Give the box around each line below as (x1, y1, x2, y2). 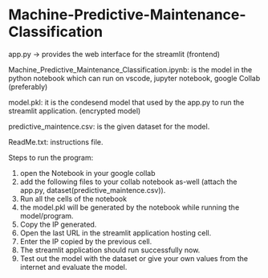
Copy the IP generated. (19, 219, 97, 229)
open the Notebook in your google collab (19, 168, 156, 178)
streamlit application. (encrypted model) (8, 106, 141, 116)
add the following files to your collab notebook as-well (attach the (19, 177, 238, 186)
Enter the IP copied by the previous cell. (19, 236, 152, 246)
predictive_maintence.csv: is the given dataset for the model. (8, 121, 210, 131)
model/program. (19, 211, 74, 220)
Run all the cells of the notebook (19, 194, 127, 203)
